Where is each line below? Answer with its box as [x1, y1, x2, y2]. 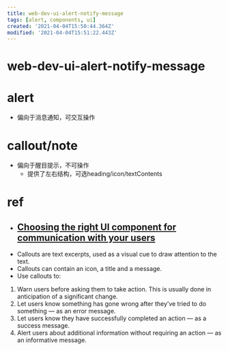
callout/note [7, 138, 79, 153]
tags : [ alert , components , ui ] [7, 16, 96, 23]
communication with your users [16, 232, 156, 244]
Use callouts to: [16, 272, 61, 281]
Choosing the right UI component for [16, 221, 176, 233]
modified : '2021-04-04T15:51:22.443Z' [7, 29, 117, 36]
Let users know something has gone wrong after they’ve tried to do [16, 300, 207, 308]
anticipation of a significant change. [16, 292, 118, 301]
